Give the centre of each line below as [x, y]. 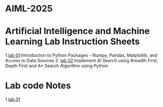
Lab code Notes [38, 86]
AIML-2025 [29, 9]
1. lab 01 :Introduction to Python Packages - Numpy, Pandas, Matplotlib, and [81, 55]
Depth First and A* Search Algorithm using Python [56, 66]
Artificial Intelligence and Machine [78, 31]
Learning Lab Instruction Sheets [73, 42]
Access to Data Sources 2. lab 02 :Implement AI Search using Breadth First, [82, 61]
